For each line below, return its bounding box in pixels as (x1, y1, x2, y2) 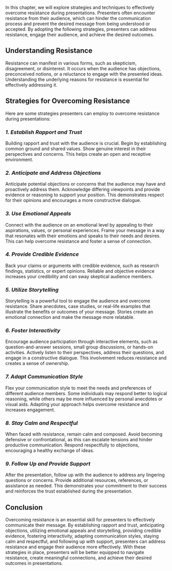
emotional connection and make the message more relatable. (5, 314, 135, 320)
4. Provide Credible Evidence (5, 251, 79, 258)
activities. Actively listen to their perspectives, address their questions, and (5, 350, 164, 356)
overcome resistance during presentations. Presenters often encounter (5, 10, 156, 16)
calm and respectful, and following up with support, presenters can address (5, 538, 166, 545)
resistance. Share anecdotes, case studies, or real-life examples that (5, 303, 150, 310)
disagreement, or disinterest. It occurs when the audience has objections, (5, 65, 161, 71)
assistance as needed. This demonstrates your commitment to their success (5, 483, 167, 489)
